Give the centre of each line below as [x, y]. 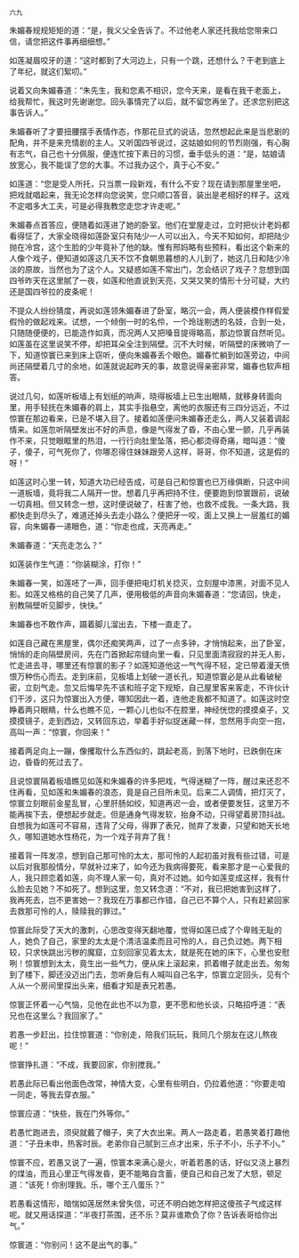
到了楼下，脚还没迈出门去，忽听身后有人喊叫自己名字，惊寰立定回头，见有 [145, 974]
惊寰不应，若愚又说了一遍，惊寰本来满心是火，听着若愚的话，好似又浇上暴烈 [149, 1162]
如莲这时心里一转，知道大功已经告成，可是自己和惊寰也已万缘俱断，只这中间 [149, 482]
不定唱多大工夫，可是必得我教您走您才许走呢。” [95, 206]
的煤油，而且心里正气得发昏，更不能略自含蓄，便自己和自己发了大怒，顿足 [145, 1173]
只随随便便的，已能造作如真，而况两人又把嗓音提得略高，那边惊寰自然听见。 [149, 333]
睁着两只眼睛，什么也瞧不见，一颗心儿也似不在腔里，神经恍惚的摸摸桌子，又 [149, 710]
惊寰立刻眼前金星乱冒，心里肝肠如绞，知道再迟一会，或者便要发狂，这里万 [145, 803]
